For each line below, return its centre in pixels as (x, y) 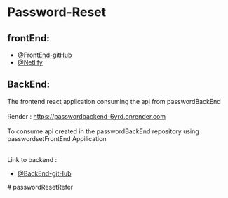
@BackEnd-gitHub (44, 173)
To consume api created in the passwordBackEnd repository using (103, 131)
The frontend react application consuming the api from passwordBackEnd (114, 101)
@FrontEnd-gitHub (45, 55)
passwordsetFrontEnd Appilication (57, 138)
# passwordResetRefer (40, 187)
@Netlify (30, 62)
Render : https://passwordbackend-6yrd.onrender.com (87, 116)
